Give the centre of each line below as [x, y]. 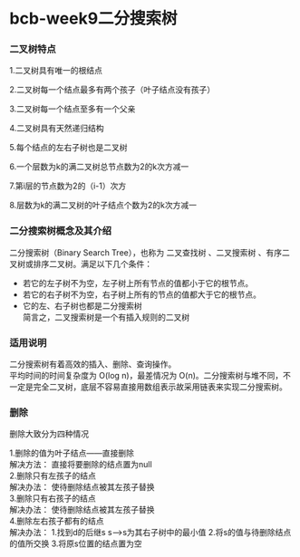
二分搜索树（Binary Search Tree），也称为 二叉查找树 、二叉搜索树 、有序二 [150, 252]
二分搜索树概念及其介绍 [60, 231]
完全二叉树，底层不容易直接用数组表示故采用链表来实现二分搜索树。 [160, 387]
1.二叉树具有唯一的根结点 [56, 71]
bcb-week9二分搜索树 [94, 19]
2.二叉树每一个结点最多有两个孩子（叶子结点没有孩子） [112, 90]
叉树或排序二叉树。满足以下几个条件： [81, 264]
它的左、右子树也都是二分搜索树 [82, 305]
